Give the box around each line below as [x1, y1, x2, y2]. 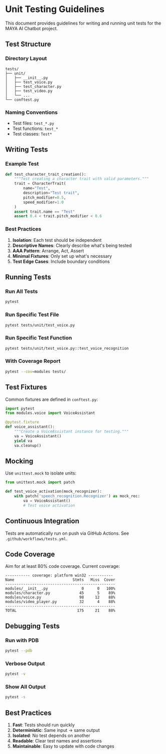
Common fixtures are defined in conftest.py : [5, 396, 98, 402]
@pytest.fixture [5, 420, 39, 425]
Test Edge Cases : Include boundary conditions [12, 258, 110, 264]
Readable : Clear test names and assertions [12, 738, 102, 744]
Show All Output [5, 683, 46, 690]
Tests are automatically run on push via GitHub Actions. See [5, 530, 129, 536]
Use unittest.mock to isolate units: [5, 470, 77, 476]
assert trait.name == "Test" [14, 209, 75, 214]
